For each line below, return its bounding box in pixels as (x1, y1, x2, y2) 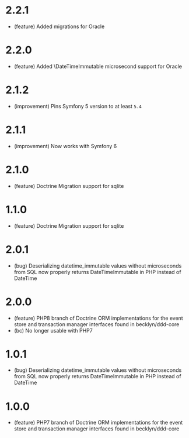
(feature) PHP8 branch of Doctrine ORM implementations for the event (13, 314, 183, 321)
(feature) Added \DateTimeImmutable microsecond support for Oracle (13, 63, 182, 70)
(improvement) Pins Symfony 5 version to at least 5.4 (13, 102, 142, 109)
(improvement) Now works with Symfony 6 (13, 142, 117, 149)
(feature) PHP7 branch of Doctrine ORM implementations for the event (13, 419, 183, 426)
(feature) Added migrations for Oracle (13, 23, 105, 30)
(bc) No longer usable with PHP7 (13, 327, 93, 334)
